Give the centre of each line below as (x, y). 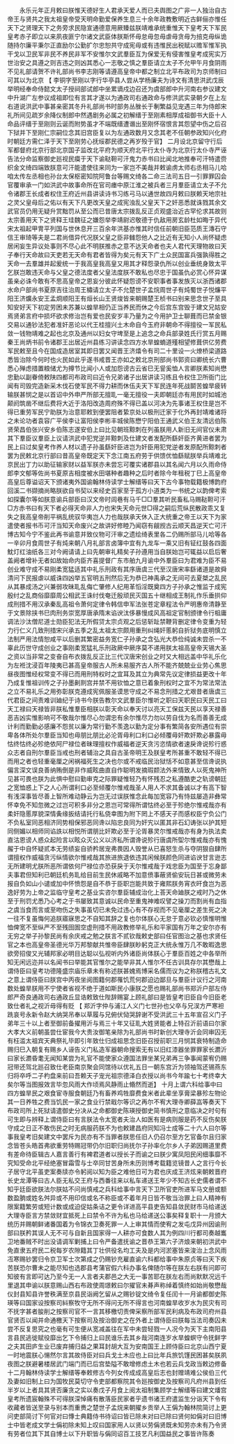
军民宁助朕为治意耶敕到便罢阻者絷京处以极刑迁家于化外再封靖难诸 (126, 412)
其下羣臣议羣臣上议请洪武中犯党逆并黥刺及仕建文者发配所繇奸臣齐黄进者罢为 (117, 438)
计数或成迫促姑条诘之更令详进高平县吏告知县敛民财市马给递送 (138, 1206)
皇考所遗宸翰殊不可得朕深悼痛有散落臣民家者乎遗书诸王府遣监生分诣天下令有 (117, 1399)
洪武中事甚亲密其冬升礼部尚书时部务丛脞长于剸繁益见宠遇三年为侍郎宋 (126, 106)
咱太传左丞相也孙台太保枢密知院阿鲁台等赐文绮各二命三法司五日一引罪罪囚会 (117, 176)
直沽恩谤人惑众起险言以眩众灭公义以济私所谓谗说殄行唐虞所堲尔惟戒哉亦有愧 (117, 840)
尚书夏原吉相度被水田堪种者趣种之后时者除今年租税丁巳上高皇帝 (135, 473)
